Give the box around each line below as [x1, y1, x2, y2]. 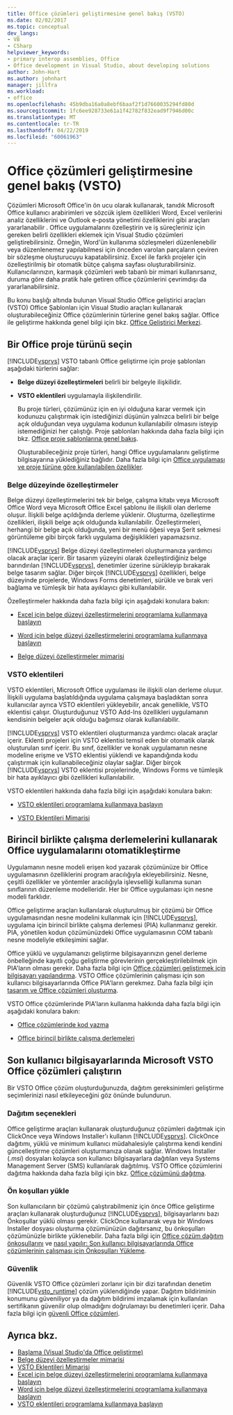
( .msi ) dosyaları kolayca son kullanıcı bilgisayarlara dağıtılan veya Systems [7, 1154, 220, 1162]
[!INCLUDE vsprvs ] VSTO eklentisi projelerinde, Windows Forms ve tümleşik [7, 766, 224, 774]
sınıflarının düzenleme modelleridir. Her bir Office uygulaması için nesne [7, 886, 214, 894]
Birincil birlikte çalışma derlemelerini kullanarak [7, 833, 218, 845]
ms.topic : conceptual [7, 23, 70, 30]
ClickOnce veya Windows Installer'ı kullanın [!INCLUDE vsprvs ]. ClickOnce [7, 1131, 219, 1140]
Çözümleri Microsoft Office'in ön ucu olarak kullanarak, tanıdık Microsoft [7, 201, 215, 210]
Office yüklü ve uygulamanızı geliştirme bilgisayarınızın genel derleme [7, 949, 207, 958]
